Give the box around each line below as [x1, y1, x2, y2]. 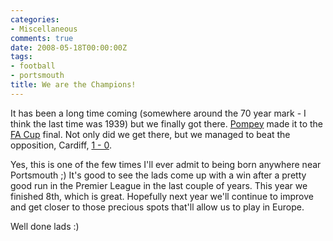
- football [10, 61, 56, 71]
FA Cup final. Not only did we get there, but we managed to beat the [10, 128, 291, 140]
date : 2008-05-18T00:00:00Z [10, 42, 128, 53]
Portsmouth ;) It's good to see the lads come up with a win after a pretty [10, 169, 307, 181]
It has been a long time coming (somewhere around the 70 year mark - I [10, 107, 307, 119]
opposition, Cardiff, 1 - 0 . [10, 139, 112, 151]
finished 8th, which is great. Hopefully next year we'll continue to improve [10, 190, 314, 202]
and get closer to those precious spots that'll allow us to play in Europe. [10, 201, 305, 213]
